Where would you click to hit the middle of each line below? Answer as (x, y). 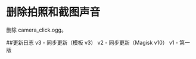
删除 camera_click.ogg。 (36, 30)
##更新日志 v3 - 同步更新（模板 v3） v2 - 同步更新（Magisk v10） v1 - (92, 42)
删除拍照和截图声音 (53, 12)
